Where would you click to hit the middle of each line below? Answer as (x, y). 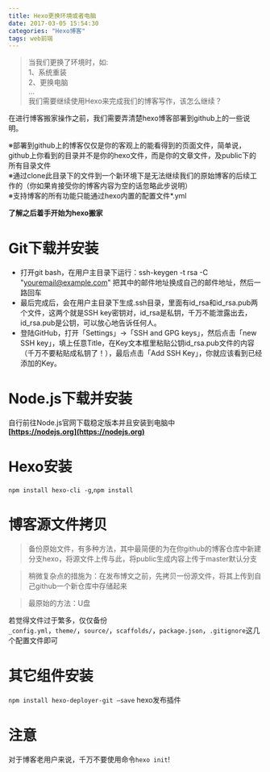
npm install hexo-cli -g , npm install (71, 490)
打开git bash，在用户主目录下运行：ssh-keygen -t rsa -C (114, 273)
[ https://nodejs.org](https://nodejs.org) (77, 432)
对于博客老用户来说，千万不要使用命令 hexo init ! (89, 759)
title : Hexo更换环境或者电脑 (52, 16)
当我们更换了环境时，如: (68, 62)
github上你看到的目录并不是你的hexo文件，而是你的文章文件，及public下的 (132, 156)
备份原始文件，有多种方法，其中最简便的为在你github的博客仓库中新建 (145, 549)
